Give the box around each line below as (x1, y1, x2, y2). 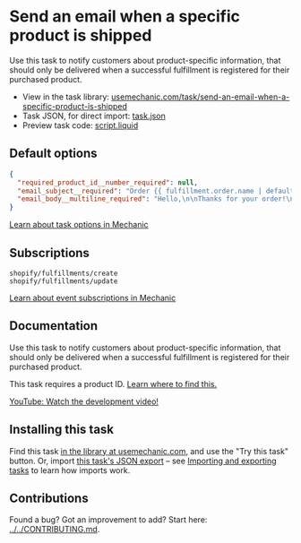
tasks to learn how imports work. (9, 464, 131, 476)
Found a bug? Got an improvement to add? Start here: (9, 514, 208, 525)
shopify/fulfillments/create (9, 269, 118, 278)
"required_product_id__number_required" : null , (17, 177, 199, 187)
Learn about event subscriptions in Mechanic (9, 292, 176, 303)
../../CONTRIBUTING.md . (9, 524, 100, 535)
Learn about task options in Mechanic (9, 220, 150, 230)
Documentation (9, 318, 99, 333)
